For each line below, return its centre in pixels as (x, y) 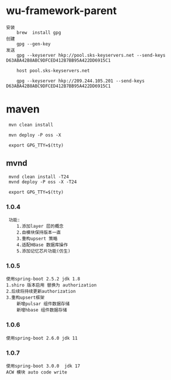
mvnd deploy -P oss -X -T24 (43, 182)
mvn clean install (31, 125)
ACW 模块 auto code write (36, 372)
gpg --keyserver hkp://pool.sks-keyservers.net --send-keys (91, 55)
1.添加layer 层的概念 (40, 226)
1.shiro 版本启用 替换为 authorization (51, 285)
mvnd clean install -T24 (39, 177)
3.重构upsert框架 (25, 298)
